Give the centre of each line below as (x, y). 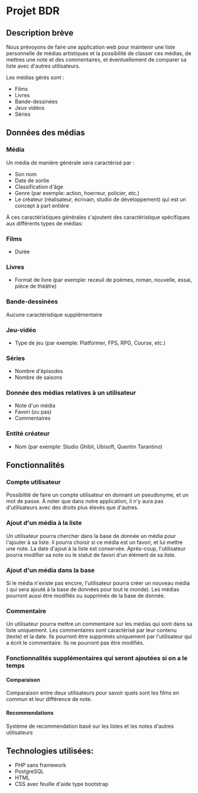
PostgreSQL (29, 772)
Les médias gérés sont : (35, 77)
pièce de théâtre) (36, 286)
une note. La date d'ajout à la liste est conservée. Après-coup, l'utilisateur (96, 548)
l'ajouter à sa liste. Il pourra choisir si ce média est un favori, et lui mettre (95, 542)
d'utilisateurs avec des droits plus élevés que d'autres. (72, 508)
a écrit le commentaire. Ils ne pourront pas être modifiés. (75, 643)
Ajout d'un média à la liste (44, 523)
